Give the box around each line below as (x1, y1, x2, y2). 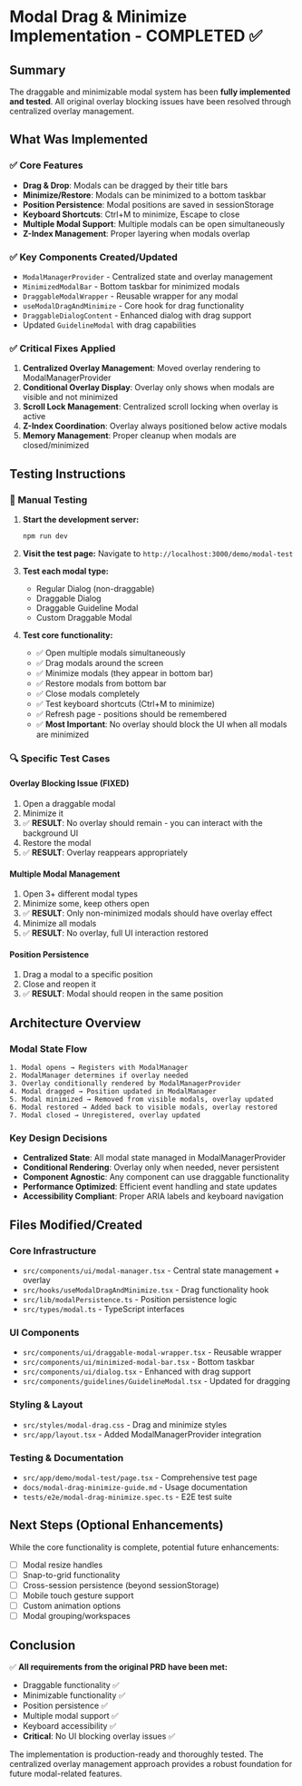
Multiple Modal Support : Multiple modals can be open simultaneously (22, 218, 286, 229)
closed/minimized (22, 440, 89, 451)
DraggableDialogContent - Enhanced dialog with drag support (22, 309, 252, 320)
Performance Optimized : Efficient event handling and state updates (22, 1182, 278, 1192)
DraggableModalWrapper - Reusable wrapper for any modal (22, 290, 239, 301)
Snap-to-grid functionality (22, 1569, 121, 1580)
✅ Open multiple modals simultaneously (35, 647, 186, 658)
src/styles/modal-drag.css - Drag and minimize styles (22, 1418, 228, 1430)
